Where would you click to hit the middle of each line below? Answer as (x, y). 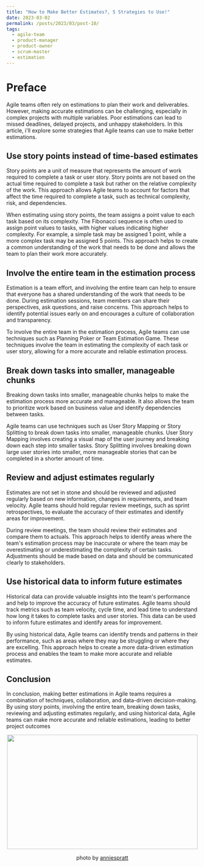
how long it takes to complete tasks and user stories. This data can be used (101, 616)
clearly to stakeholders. (36, 563)
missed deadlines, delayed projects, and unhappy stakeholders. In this (94, 124)
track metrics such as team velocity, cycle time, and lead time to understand (102, 609)
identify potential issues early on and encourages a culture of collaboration (100, 314)
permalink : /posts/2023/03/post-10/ (53, 23)
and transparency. (29, 320)
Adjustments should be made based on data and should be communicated (100, 556)
